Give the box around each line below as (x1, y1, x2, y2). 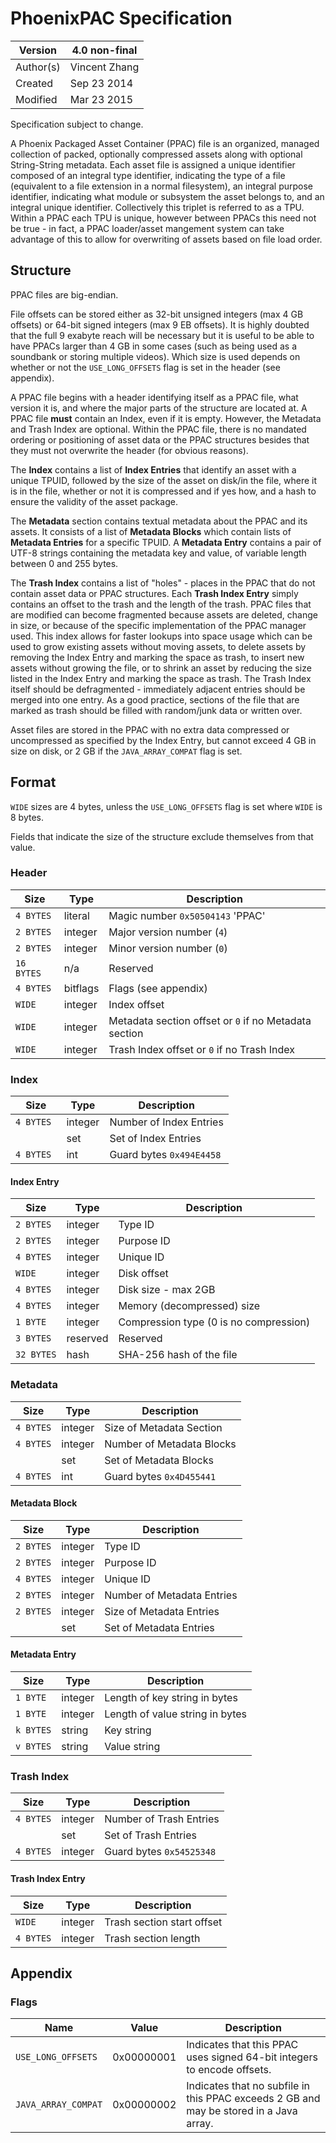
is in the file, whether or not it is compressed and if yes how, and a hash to (10, 485, 317, 497)
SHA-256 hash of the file (118, 1348, 238, 1362)
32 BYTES (15, 1349, 57, 1361)
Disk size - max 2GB (118, 1283, 216, 1297)
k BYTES (15, 1725, 52, 1736)
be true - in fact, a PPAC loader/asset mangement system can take (10, 222, 285, 234)
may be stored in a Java (186, 2104, 298, 2118)
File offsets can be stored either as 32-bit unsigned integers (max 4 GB (10, 308, 304, 320)
